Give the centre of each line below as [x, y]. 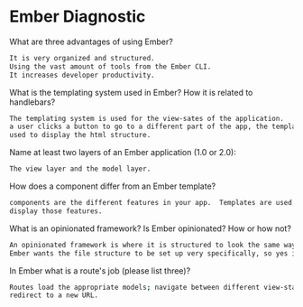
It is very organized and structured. [82, 58]
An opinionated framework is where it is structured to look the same [145, 245]
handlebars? [32, 102]
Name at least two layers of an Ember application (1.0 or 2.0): [123, 153]
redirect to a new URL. [54, 295]
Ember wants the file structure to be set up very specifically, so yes [149, 253]
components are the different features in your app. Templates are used [151, 203]
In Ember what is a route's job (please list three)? [100, 270]
